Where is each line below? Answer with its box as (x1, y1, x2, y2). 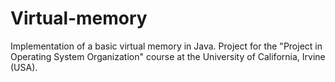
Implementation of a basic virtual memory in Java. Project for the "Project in (10, 40, 323, 52)
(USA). (10, 61, 38, 73)
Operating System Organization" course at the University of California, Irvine (10, 50, 326, 62)
